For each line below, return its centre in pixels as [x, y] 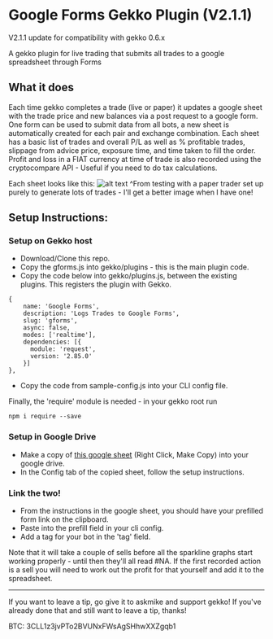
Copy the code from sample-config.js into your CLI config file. [124, 386]
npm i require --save [45, 417]
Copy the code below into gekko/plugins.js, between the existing [128, 276]
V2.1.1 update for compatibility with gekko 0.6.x [87, 37]
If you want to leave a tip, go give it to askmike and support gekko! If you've [135, 602]
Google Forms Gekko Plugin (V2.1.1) [130, 15]
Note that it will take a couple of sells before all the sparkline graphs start [131, 553]
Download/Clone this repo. [65, 259]
